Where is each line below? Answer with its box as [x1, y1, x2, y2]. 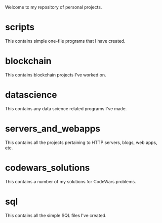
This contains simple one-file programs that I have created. [5, 38, 125, 44]
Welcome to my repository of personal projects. [5, 4, 102, 10]
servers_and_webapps [5, 123, 101, 134]
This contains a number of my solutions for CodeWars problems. [5, 178, 136, 184]
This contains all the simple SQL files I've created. [5, 212, 107, 218]
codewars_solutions [5, 162, 90, 173]
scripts [5, 22, 35, 33]
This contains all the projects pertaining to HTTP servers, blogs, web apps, [5, 139, 157, 146]
